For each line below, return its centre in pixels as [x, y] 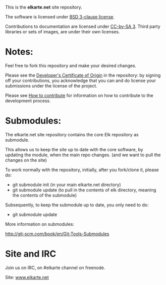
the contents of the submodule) [44, 195]
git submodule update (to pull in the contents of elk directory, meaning [84, 190]
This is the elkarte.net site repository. [44, 7]
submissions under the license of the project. [51, 86]
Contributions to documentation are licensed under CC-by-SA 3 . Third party [83, 26]
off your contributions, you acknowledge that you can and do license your [81, 80]
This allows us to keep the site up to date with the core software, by [74, 149]
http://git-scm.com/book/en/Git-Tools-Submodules [57, 234]
